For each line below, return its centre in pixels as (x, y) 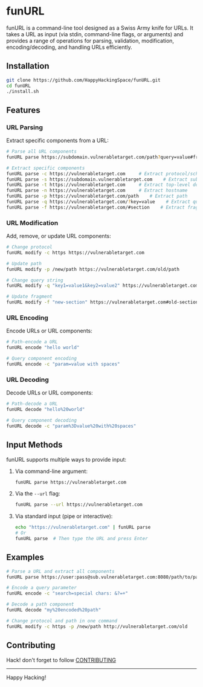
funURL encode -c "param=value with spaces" (63, 364)
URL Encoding (27, 318)
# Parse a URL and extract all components (60, 571)
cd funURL (19, 86)
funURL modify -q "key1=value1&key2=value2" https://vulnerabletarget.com (102, 286)
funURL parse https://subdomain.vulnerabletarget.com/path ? (84, 157)
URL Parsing (25, 127)
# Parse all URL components (42, 152)
